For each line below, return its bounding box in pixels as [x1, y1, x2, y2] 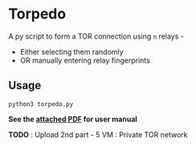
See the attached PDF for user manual [8, 114, 138, 124]
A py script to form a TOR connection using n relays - [8, 31, 185, 41]
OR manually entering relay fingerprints [19, 55, 150, 65]
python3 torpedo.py [8, 100, 74, 108]
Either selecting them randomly [19, 47, 124, 56]
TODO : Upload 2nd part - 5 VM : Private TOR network [8, 129, 188, 139]
